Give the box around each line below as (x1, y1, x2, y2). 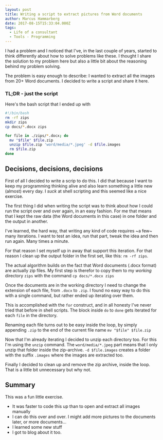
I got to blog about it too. (12, 429, 62, 435)
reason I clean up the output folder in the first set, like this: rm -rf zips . (5, 252, 148, 259)
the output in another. (5, 218, 49, 224)
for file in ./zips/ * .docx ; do (5, 133, 69, 138)
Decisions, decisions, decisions (5, 165, 103, 173)
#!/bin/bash (5, 111, 29, 116)
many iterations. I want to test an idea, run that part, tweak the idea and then (5, 233, 158, 239)
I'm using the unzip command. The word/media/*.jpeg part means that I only (5, 341, 158, 347)
